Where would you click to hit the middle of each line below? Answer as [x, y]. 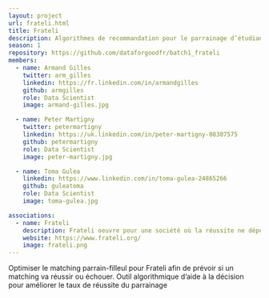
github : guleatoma [53, 186]
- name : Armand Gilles [53, 68]
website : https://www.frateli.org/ [82, 238]
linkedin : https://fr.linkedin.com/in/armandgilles [110, 83]
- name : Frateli [42, 223]
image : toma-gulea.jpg [60, 201]
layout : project [35, 16]
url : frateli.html [39, 23]
